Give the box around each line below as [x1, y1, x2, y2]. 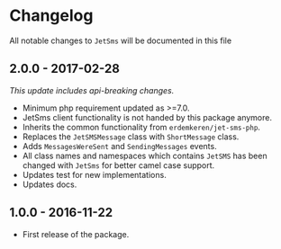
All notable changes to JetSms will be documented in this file [9, 35, 232, 46]
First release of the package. [22, 228, 130, 239]
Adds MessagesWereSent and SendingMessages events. [22, 140, 218, 151]
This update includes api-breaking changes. [9, 84, 175, 95]
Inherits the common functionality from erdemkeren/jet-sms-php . [22, 121, 261, 132]
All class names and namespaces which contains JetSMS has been [22, 150, 267, 161]
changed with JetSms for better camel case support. [22, 159, 215, 171]
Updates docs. [22, 179, 77, 190]
